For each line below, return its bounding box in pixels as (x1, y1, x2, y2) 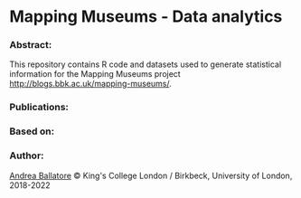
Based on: (9, 125, 55, 137)
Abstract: (9, 39, 52, 52)
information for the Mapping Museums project (9, 69, 181, 80)
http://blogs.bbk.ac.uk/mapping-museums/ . (9, 79, 172, 90)
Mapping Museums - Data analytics (9, 6, 283, 27)
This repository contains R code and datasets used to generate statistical (9, 59, 282, 70)
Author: (9, 149, 44, 162)
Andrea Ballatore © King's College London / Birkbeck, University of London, (9, 170, 293, 181)
